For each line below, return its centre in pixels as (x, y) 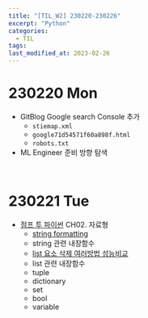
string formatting (60, 233)
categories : (28, 31)
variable (46, 307)
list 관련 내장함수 (59, 263)
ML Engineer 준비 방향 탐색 (63, 152)
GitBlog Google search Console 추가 (80, 116)
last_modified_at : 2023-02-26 (59, 53)
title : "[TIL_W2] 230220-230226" (65, 16)
